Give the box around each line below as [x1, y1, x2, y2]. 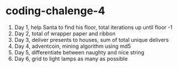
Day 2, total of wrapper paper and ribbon [14, 30, 116, 37]
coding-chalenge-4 [5, 4, 105, 18]
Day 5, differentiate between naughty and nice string [14, 48, 144, 56]
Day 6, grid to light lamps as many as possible [14, 55, 128, 62]
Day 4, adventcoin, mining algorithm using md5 [14, 43, 131, 50]
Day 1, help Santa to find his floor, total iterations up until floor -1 [14, 24, 173, 31]
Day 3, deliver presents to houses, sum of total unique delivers [14, 36, 169, 43]
